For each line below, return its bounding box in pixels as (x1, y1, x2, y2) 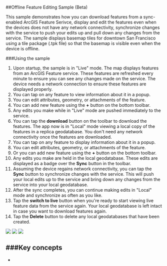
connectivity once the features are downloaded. (12, 134, 112, 140)
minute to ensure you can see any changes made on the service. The (12, 76, 156, 81)
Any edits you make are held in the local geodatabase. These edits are (12, 155, 158, 161)
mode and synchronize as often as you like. (12, 192, 103, 198)
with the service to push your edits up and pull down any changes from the (5, 30, 160, 35)
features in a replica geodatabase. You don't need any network (12, 129, 143, 134)
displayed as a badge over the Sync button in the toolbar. (12, 161, 131, 166)
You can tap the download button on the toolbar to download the (12, 118, 147, 124)
